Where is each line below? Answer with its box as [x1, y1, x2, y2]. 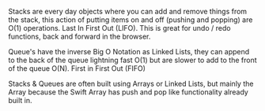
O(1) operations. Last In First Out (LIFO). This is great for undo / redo [8, 24, 231, 32]
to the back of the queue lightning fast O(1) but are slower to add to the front [8, 55, 257, 65]
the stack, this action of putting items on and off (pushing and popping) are [8, 15, 253, 24]
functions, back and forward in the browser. [8, 31, 151, 41]
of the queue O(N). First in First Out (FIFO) [8, 64, 146, 73]
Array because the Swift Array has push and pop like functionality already [8, 87, 249, 97]
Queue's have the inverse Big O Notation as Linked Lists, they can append [8, 47, 250, 56]
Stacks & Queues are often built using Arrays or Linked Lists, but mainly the [8, 79, 254, 88]
